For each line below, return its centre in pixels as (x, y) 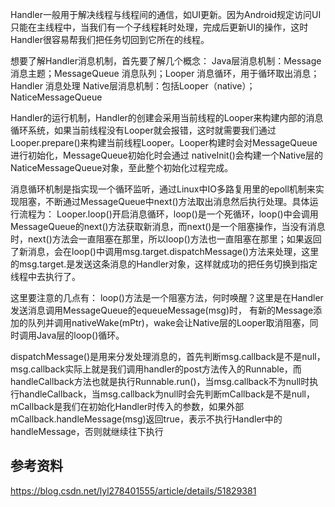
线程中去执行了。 (45, 276)
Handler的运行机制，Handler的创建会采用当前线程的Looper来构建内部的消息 (167, 117)
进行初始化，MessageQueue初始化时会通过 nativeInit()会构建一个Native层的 (166, 155)
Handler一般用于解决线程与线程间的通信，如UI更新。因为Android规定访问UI (166, 14)
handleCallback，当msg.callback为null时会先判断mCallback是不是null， (167, 394)
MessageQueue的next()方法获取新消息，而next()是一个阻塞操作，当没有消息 (168, 226)
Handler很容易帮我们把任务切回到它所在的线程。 (110, 39)
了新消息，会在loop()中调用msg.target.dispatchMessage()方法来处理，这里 (165, 251)
